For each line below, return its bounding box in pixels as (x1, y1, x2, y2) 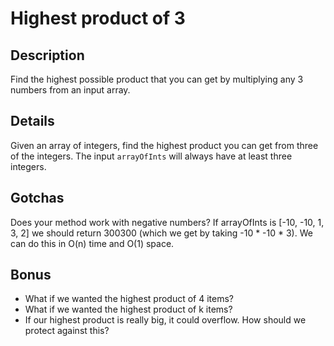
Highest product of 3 (10, 7, 186, 30)
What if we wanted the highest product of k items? (24, 303, 233, 316)
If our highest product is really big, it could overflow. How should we (24, 314, 307, 326)
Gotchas (10, 190, 65, 207)
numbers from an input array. (10, 84, 131, 96)
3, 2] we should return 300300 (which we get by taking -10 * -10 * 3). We (10, 227, 313, 239)
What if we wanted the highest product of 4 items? (24, 293, 235, 305)
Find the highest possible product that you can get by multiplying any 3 (10, 73, 304, 85)
